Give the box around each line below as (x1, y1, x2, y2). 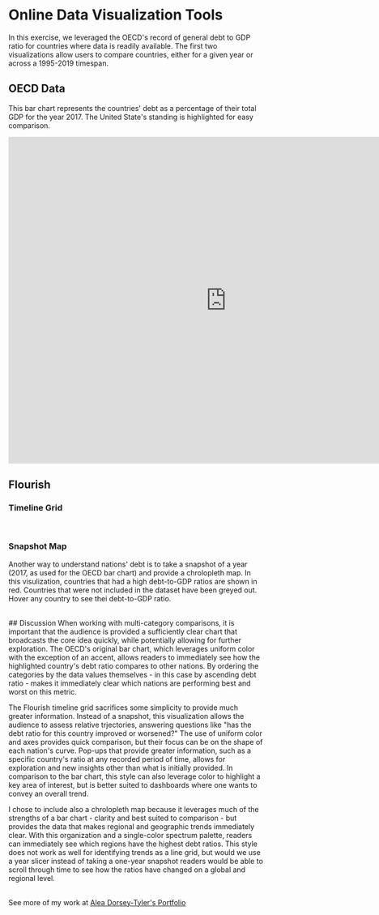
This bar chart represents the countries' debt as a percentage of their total (8, 103, 257, 113)
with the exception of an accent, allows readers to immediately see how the (8, 652, 261, 662)
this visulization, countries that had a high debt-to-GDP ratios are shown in (8, 576, 258, 586)
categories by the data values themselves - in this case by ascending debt (8, 669, 257, 679)
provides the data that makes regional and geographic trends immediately (8, 821, 255, 832)
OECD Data (8, 82, 66, 96)
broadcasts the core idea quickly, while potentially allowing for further (8, 635, 241, 645)
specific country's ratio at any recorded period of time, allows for (8, 754, 226, 763)
